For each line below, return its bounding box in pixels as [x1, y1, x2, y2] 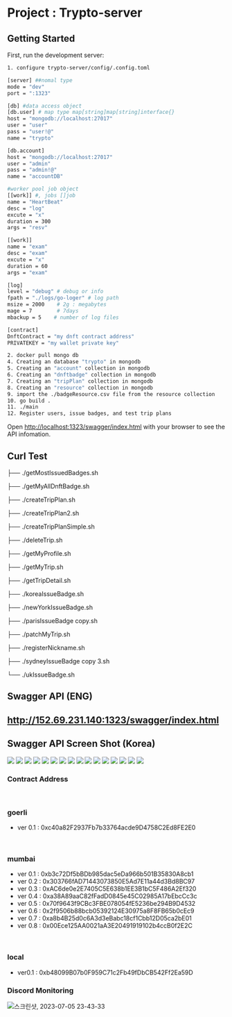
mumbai [7, 854, 36, 864]
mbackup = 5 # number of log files [7, 314, 119, 321]
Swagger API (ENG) [7, 691, 93, 702]
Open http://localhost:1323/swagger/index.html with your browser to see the [7, 422, 225, 431]
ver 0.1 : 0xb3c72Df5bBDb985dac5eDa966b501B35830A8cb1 [17, 870, 194, 878]
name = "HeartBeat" [7, 198, 64, 206]
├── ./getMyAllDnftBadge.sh [7, 481, 90, 490]
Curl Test [7, 450, 48, 462]
